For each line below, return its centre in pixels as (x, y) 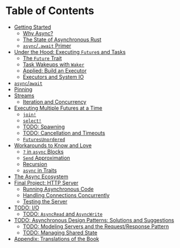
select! (32, 121)
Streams (24, 96)
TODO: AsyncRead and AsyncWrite (63, 214)
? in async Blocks (43, 151)
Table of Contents (50, 11)
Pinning (23, 89)
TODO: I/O (26, 208)
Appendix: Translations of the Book (56, 239)
